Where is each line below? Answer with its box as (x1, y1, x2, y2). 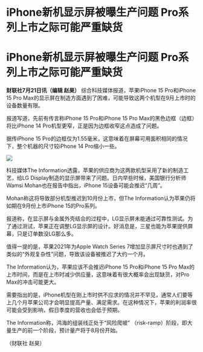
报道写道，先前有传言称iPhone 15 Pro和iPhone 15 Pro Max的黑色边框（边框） (6, 115, 195, 122)
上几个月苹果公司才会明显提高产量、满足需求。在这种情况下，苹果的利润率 (6, 299, 192, 306)
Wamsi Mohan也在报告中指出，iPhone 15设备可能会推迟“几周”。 (6, 182, 166, 189)
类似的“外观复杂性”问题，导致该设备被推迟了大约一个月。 (6, 251, 149, 258)
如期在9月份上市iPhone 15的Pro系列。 (6, 202, 101, 210)
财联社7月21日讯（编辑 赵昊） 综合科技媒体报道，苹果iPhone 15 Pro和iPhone (6, 87, 196, 94)
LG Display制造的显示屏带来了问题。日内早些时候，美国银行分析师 (22, 174, 187, 182)
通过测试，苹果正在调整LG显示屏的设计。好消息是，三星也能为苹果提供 (11, 223, 188, 230)
